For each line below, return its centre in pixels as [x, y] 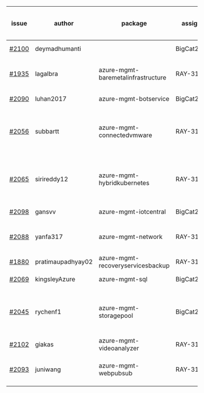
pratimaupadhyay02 [64, 262]
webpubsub [116, 373]
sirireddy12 [52, 179]
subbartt [47, 131]
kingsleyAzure [55, 279]
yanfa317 [49, 237]
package [134, 23]
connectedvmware [125, 135]
